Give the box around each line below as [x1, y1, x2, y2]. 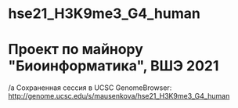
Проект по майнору [8, 41, 143, 59]
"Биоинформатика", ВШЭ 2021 [8, 57, 219, 75]
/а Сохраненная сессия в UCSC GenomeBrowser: [8, 83, 172, 92]
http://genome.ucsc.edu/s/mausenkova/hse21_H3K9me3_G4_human [8, 92, 230, 101]
